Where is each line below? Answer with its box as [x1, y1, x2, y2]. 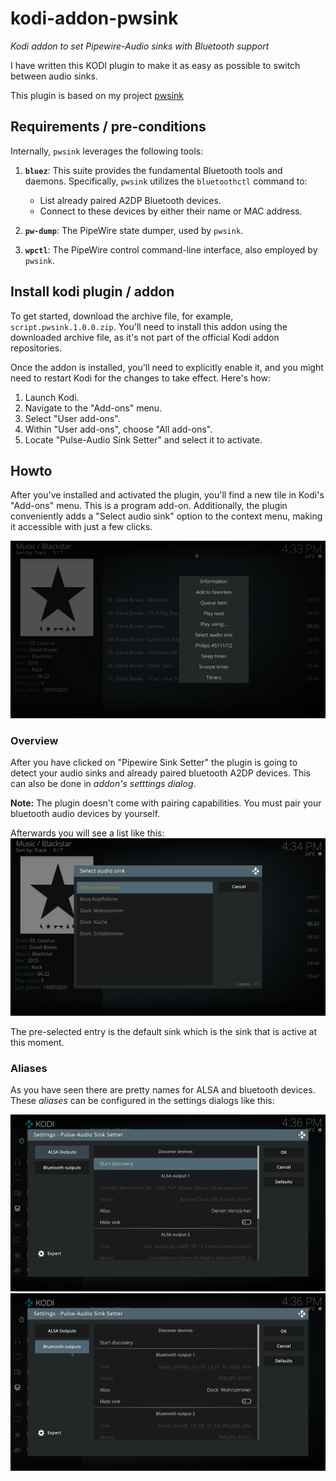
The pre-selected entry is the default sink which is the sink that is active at [10, 1025, 318, 1037]
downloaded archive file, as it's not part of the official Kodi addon [10, 331, 280, 343]
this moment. [10, 1036, 65, 1048]
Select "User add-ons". [24, 412, 121, 424]
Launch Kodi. [24, 391, 80, 403]
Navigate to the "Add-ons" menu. [24, 402, 163, 414]
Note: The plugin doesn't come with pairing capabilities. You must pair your [10, 797, 322, 809]
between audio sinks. [10, 70, 98, 82]
